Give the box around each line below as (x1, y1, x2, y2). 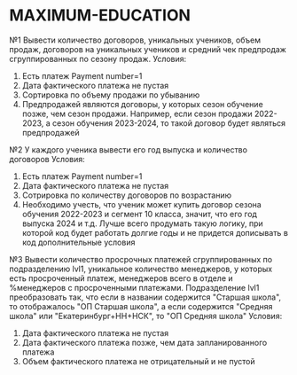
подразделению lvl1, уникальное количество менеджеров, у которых (9, 263, 273, 274)
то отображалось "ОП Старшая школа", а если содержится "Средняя (9, 301, 273, 311)
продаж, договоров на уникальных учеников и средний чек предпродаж (9, 43, 286, 54)
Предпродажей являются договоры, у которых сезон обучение (21, 98, 263, 109)
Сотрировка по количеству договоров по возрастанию (21, 190, 232, 200)
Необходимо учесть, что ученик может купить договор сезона (21, 199, 262, 209)
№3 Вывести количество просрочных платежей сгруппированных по (9, 254, 273, 264)
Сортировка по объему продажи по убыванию (21, 90, 200, 100)
